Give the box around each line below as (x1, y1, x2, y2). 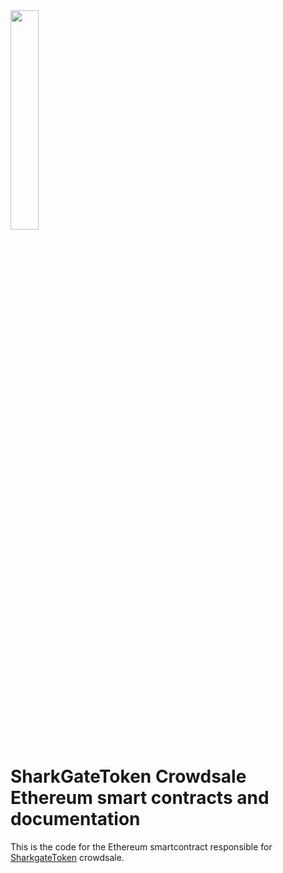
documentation (10, 808, 141, 831)
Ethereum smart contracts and (10, 787, 270, 809)
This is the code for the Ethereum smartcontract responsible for (10, 840, 273, 853)
